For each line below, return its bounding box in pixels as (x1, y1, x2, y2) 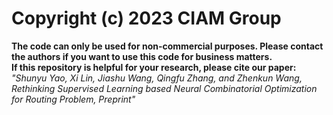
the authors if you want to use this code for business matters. (11, 50, 273, 62)
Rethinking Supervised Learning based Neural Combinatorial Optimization (11, 82, 318, 94)
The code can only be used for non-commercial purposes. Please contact (11, 40, 324, 52)
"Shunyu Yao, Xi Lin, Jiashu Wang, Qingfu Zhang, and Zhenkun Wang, (11, 72, 303, 84)
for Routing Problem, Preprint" (11, 93, 136, 105)
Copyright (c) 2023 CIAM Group (11, 7, 282, 30)
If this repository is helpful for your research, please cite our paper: (11, 61, 297, 73)
